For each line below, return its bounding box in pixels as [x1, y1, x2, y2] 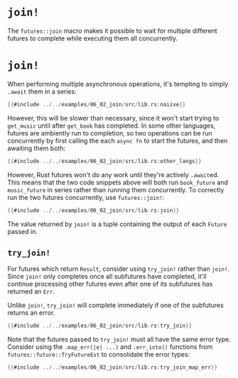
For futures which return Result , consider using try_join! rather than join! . [7, 265, 229, 273]
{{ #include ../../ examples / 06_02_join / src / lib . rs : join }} [7, 206, 180, 214]
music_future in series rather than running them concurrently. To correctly [7, 185, 225, 194]
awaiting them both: [7, 144, 66, 152]
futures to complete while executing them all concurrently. [7, 34, 178, 43]
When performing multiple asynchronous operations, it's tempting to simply [7, 79, 229, 88]
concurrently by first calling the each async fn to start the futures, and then [7, 136, 228, 145]
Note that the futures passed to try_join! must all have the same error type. [7, 335, 231, 344]
